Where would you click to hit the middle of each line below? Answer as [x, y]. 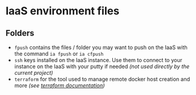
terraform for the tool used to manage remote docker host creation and [102, 79]
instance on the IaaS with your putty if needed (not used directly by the [102, 66]
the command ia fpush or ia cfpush [59, 54]
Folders [20, 33]
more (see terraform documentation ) [59, 85]
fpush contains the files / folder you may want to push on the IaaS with [101, 47]
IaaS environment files [63, 11]
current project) [33, 73]
